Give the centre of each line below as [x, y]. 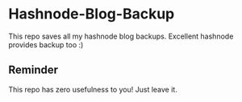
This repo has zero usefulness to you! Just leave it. [93, 89]
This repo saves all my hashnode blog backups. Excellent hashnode [121, 36]
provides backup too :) [46, 44]
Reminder [33, 70]
